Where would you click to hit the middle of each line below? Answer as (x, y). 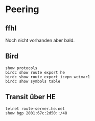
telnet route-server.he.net (35, 109)
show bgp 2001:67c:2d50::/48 (36, 113)
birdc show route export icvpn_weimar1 (48, 77)
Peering (22, 9)
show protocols (21, 68)
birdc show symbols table (33, 81)
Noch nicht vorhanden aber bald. (40, 40)
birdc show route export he (35, 72)
